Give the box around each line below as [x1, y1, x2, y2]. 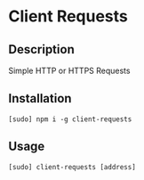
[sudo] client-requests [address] [8, 162, 137, 171]
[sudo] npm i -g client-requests [8, 114, 132, 124]
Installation [8, 91, 72, 106]
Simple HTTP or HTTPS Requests [8, 65, 131, 76]
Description [8, 42, 75, 57]
